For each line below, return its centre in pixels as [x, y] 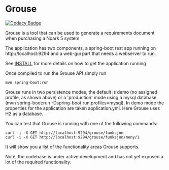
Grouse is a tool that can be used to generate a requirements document [80, 33]
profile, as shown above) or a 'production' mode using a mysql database [81, 97]
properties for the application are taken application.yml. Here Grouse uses [83, 108]
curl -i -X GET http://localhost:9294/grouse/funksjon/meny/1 [72, 137]
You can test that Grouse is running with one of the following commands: [81, 123]
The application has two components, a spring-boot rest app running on [81, 48]
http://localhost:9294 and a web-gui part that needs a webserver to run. [81, 53]
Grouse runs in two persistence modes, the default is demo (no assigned [81, 92]
